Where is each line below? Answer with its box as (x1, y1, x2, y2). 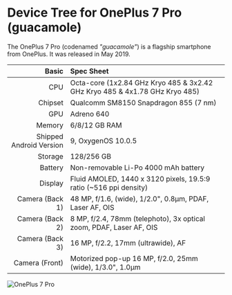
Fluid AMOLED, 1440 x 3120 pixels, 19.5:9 (70, 174, 211, 184)
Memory (36, 120, 64, 129)
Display (39, 178, 64, 188)
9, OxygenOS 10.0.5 (70, 136, 137, 145)
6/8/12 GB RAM (70, 120, 122, 129)
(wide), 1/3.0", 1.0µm (70, 262, 141, 271)
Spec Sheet (70, 66, 109, 75)
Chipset (38, 98, 64, 107)
